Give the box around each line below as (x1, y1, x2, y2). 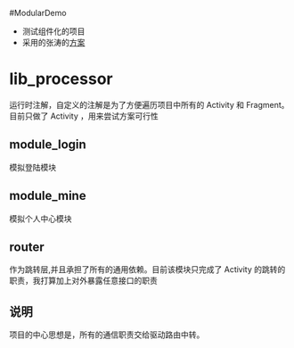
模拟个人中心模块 (9, 213, 72, 224)
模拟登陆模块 (9, 162, 56, 172)
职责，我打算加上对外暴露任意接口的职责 (9, 276, 158, 286)
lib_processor (9, 69, 113, 89)
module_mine (9, 188, 86, 203)
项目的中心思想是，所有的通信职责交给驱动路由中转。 (9, 329, 205, 340)
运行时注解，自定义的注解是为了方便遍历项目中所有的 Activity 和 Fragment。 (9, 99, 290, 110)
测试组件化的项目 (21, 26, 86, 37)
